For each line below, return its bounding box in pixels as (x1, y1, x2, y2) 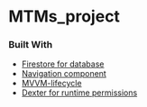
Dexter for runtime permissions (21, 87, 138, 98)
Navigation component (21, 68, 107, 79)
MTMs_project (8, 6, 121, 27)
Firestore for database (21, 58, 105, 69)
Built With (8, 39, 53, 51)
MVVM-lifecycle (21, 78, 82, 89)
